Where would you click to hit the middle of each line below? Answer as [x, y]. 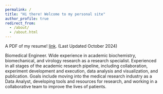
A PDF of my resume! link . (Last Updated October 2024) [61, 46]
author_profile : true [27, 19]
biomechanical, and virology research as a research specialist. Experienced [81, 61]
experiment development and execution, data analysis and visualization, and [81, 71]
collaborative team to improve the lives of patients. [56, 86]
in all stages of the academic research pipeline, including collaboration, [76, 66]
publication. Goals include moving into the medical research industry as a [79, 76]
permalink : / [18, 9]
